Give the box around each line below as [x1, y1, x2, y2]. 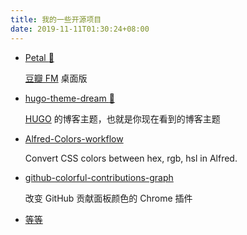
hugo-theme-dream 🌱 [24, 92, 115, 104]
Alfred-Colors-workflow [24, 132, 124, 145]
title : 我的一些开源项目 [10, 14, 102, 25]
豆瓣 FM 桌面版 [24, 72, 88, 84]
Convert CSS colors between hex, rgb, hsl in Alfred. [24, 152, 238, 164]
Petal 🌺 [24, 51, 55, 63]
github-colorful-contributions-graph [24, 171, 174, 183]
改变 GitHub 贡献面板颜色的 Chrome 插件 [24, 192, 193, 204]
